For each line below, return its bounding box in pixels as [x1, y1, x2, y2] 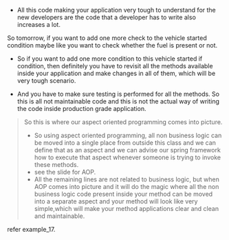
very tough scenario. [17, 77, 76, 85]
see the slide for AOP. [34, 168, 96, 176]
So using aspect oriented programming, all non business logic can [34, 131, 222, 139]
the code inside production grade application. [17, 105, 146, 112]
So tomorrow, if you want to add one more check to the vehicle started [7, 34, 208, 42]
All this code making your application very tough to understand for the [17, 6, 217, 14]
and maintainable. [34, 212, 85, 220]
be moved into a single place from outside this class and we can [34, 139, 217, 147]
